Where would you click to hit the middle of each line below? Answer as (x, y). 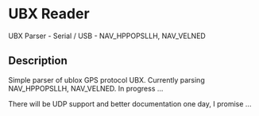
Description (38, 61)
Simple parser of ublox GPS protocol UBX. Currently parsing (106, 79)
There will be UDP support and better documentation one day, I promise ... (130, 103)
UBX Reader (49, 14)
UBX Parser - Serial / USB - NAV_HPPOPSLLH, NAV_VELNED (107, 36)
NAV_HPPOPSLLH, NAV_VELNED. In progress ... (86, 88)
